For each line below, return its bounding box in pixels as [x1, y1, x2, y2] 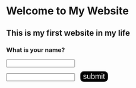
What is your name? [6, 46, 65, 54]
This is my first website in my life [6, 28, 131, 38]
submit [83, 71, 105, 81]
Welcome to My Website [6, 4, 129, 18]
